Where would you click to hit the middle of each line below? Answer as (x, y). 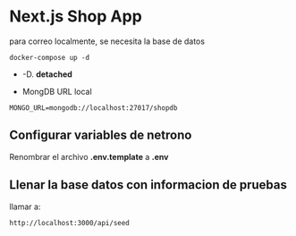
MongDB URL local (57, 91)
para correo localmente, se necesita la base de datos (107, 41)
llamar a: (25, 206)
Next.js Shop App (76, 17)
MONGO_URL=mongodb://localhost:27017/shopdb (93, 108)
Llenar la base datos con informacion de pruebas (148, 185)
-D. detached (47, 74)
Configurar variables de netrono (101, 135)
